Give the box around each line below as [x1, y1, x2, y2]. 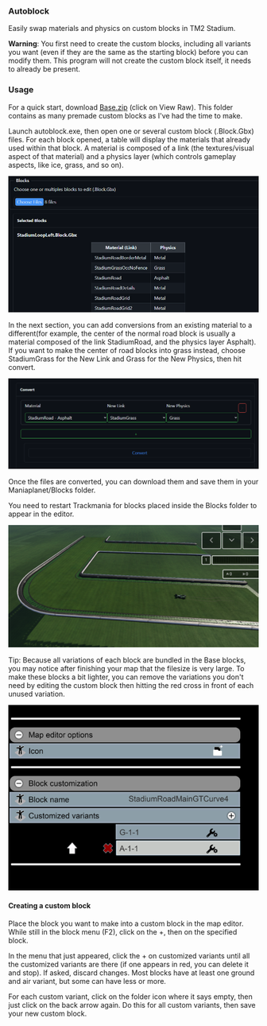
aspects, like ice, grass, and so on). [8, 160, 125, 169]
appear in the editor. [8, 509, 75, 519]
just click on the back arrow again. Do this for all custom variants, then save [8, 1001, 256, 1010]
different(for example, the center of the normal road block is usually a [8, 328, 236, 339]
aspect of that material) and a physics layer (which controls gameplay [8, 151, 237, 161]
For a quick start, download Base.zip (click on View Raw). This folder [8, 102, 234, 112]
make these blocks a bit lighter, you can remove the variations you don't [8, 672, 244, 682]
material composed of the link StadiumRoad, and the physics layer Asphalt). [8, 337, 257, 347]
